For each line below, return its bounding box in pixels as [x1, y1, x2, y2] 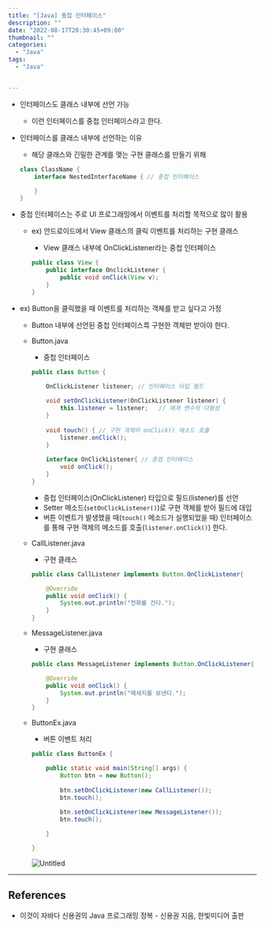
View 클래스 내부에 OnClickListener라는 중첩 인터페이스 [43, 243, 217, 253]
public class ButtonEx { [31, 750, 114, 758]
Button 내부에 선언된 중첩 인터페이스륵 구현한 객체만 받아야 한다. [31, 320, 230, 330]
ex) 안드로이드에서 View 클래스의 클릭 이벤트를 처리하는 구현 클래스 [31, 226, 239, 236]
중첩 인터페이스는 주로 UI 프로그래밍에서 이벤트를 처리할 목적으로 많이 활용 [19, 210, 248, 219]
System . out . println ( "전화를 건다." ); [59, 599, 176, 608]
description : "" [8, 19, 62, 27]
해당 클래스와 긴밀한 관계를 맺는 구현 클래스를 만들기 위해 [31, 149, 207, 159]
